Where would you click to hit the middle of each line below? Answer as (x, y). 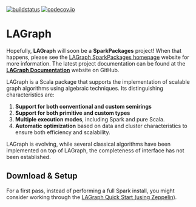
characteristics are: (30, 95)
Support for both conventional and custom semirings (83, 106)
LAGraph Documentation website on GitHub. (63, 70)
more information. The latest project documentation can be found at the (96, 63)
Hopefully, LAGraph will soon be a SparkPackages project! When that (94, 50)
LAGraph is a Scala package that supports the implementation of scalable (98, 81)
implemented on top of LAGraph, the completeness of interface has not (95, 150)
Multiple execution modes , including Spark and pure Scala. (90, 119)
